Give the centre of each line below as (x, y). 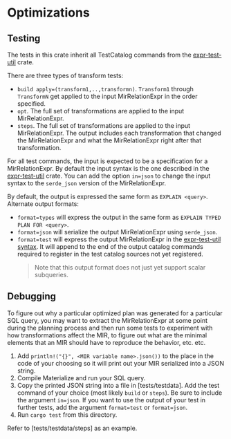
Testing (24, 38)
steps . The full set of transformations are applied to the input (104, 125)
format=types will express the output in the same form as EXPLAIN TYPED (119, 217)
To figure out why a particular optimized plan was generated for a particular (115, 313)
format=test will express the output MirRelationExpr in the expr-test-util (119, 239)
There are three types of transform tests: (65, 75)
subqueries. (52, 275)
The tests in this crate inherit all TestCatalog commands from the (99, 55)
